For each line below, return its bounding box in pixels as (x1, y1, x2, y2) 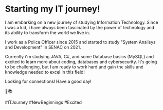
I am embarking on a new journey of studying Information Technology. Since (5, 19, 158, 25)
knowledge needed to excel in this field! (5, 69, 85, 75)
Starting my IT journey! (5, 3, 100, 15)
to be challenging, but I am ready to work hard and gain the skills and (5, 64, 144, 70)
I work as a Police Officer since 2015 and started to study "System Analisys (5, 39, 156, 45)
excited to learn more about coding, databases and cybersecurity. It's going (5, 59, 157, 64)
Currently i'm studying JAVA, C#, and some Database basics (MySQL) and (5, 53, 154, 59)
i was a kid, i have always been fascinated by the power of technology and (5, 24, 155, 30)
